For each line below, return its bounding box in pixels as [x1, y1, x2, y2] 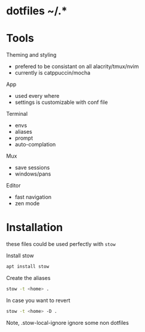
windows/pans [14, 170, 51, 177]
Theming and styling [6, 51, 57, 59]
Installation [6, 221, 63, 234]
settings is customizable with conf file [14, 99, 109, 106]
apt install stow [6, 264, 50, 270]
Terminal [6, 110, 28, 118]
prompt [14, 134, 33, 142]
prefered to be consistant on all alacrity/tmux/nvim [14, 63, 139, 70]
